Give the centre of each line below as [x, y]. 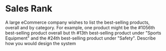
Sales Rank [29, 9]
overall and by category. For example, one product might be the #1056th [80, 27]
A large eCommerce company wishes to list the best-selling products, [77, 22]
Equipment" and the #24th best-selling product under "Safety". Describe [80, 38]
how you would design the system [41, 43]
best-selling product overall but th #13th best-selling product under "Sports [83, 33]
